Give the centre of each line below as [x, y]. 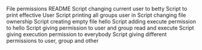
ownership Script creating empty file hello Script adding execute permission [101, 21]
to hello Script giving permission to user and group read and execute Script [100, 28]
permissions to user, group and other [52, 41]
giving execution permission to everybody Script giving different [86, 34]
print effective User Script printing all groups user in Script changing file [96, 15]
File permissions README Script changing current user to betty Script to [97, 9]
